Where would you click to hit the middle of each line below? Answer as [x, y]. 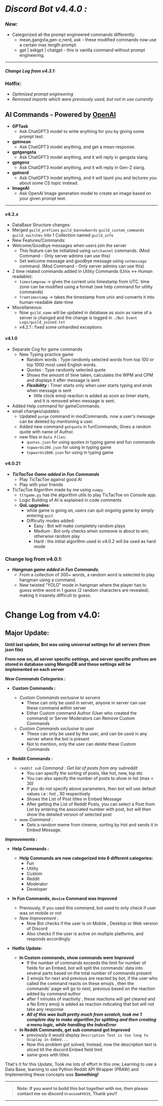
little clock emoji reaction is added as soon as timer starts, [92, 395]
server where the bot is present [58, 739]
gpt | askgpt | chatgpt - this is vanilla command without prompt [82, 50]
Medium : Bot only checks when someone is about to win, [91, 531]
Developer [37, 889]
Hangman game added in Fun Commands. [56, 570]
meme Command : [36, 820]
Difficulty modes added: [51, 520]
